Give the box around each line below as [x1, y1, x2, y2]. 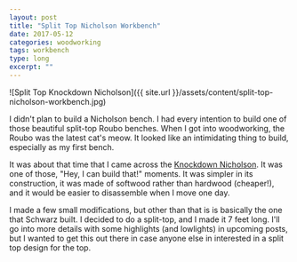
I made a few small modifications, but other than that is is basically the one [9, 204, 283, 215]
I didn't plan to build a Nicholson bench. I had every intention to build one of [9, 113, 287, 124]
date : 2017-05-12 [9, 29, 74, 38]
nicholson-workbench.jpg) [9, 96, 107, 107]
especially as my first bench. [9, 141, 115, 152]
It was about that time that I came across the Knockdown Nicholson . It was [9, 159, 283, 170]
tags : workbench [9, 46, 69, 55]
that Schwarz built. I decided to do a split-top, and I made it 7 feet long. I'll [9, 214, 280, 225]
